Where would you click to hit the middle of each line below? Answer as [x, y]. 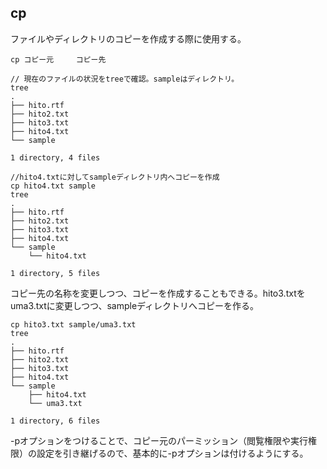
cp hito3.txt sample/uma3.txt [73, 324]
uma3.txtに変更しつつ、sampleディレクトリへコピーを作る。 [135, 305]
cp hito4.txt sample [53, 186]
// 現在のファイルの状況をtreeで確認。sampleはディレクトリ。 [125, 79]
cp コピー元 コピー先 [58, 59]
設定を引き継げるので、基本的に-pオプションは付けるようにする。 [172, 453]
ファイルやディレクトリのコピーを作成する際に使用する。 [128, 38]
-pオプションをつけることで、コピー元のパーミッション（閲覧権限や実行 [159, 440]
